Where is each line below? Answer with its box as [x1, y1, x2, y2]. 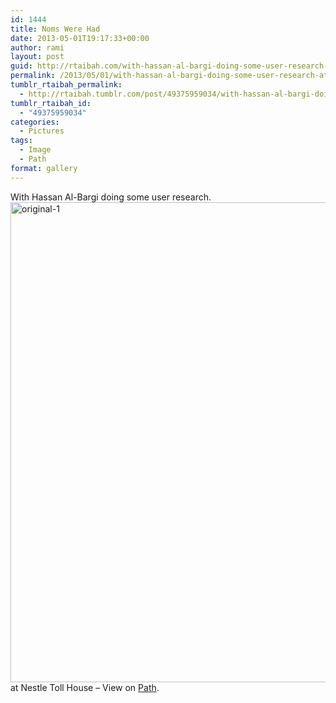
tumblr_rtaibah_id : [10, 98, 92, 108]
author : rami [10, 42, 65, 53]
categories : [10, 117, 60, 127]
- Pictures [19, 126, 65, 136]
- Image [19, 145, 52, 155]
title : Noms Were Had [10, 24, 101, 34]
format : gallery [10, 163, 78, 173]
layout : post [10, 52, 65, 62]
